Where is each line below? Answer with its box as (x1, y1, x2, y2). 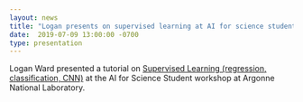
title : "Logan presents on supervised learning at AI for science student (9, 22, 297, 31)
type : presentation (9, 38, 83, 48)
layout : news (9, 13, 59, 23)
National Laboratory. (9, 82, 86, 93)
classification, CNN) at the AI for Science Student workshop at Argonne (9, 73, 275, 84)
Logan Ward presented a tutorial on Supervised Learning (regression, (9, 63, 268, 74)
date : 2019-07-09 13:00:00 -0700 (9, 30, 140, 39)
